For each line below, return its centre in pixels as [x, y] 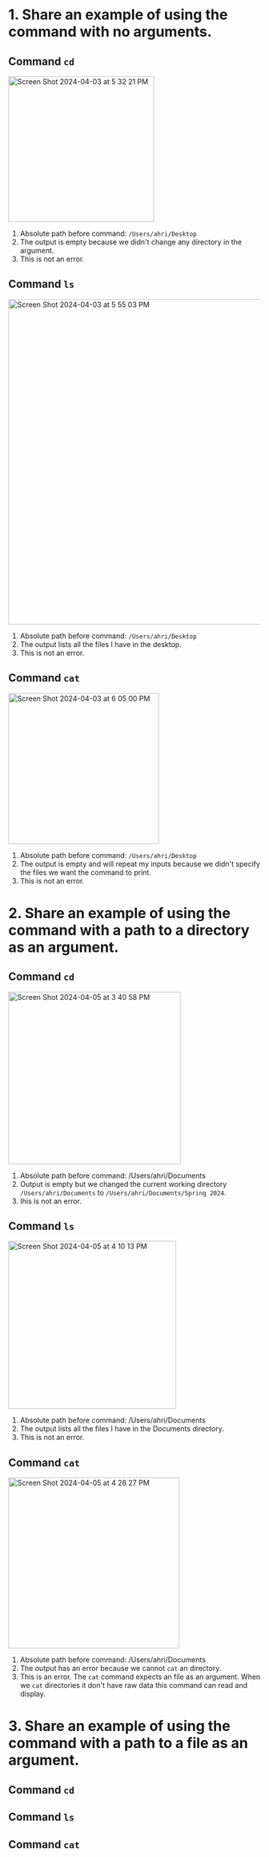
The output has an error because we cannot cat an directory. [120, 1669]
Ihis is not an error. [51, 1201]
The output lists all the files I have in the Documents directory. [122, 1429]
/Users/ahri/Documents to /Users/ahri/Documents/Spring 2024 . [123, 1192]
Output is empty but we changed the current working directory [123, 1183]
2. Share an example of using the [119, 913]
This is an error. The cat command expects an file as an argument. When [140, 1677]
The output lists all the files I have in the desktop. [100, 644]
